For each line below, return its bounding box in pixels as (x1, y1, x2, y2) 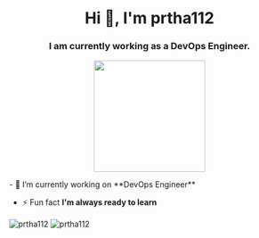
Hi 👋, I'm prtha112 (84, 8, 215, 29)
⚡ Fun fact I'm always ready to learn (21, 197, 158, 208)
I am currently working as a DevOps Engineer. (48, 40, 251, 53)
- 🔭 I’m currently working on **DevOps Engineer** (9, 179, 196, 190)
